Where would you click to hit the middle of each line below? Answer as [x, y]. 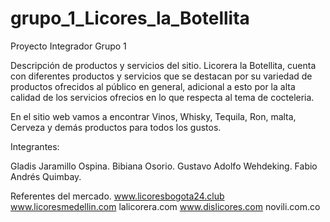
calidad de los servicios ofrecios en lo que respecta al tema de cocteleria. [162, 97]
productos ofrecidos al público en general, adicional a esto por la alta [153, 86]
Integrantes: [35, 146]
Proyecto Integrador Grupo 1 [68, 46]
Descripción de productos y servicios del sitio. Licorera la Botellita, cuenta [163, 65]
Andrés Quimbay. [46, 176]
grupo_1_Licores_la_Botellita [130, 18]
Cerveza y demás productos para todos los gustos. [116, 127]
